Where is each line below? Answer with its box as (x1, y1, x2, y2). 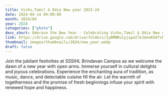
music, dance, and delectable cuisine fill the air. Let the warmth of (5, 74, 141, 80)
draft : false (5, 44, 32, 49)
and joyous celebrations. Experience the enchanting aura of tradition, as (5, 68, 154, 75)
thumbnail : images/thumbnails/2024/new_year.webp (5, 40, 111, 45)
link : (5, 35, 16, 40)
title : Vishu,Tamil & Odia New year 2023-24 (5, 7, 99, 12)
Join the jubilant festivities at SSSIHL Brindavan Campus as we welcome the (5, 58, 162, 64)
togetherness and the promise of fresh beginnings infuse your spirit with (5, 79, 154, 85)
